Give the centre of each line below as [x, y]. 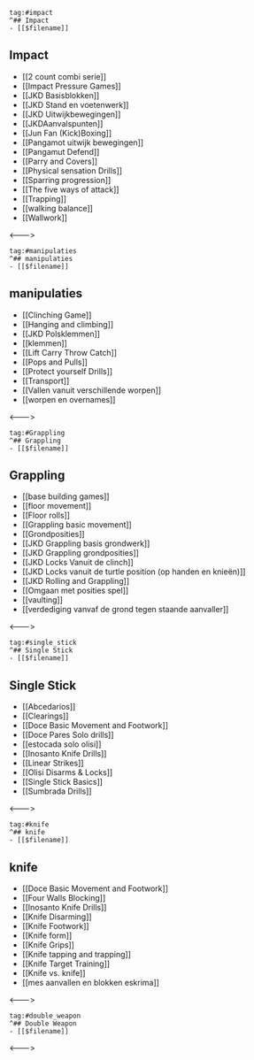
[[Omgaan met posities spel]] [75, 591]
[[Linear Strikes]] [53, 763]
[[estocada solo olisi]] [62, 744]
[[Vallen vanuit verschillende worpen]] [92, 390]
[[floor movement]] [57, 506]
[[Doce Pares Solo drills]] [68, 735]
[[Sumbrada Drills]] [57, 791]
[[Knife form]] [47, 936]
